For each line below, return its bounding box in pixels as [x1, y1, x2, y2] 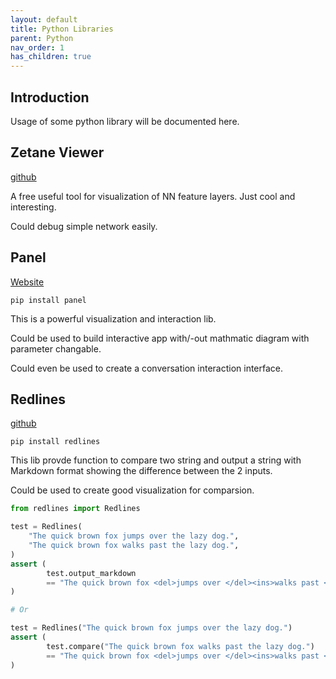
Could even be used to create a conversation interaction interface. [10, 362, 284, 374]
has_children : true [10, 52, 92, 62]
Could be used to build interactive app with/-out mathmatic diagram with [10, 332, 310, 344]
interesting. [10, 201, 57, 213]
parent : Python [10, 33, 74, 43]
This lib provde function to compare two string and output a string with [10, 454, 302, 466]
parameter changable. [10, 342, 102, 355]
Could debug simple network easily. [10, 220, 158, 232]
